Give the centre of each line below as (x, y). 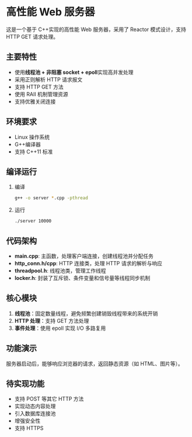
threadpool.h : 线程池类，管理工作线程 (60, 271)
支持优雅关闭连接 (35, 101)
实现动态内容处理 (35, 406)
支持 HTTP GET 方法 (39, 87)
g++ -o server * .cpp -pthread (51, 198)
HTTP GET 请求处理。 (32, 36)
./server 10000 (33, 221)
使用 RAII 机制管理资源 (41, 94)
